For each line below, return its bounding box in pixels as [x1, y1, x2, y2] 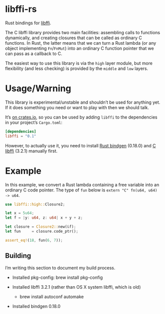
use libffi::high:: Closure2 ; [5, 202, 65, 207]
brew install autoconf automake [19, 294, 84, 300]
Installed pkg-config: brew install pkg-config [12, 274, 103, 280]
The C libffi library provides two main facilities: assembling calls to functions [5, 29, 161, 35]
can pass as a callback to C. [5, 51, 63, 57]
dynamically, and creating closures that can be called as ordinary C [5, 35, 142, 41]
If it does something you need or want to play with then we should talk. [5, 104, 149, 110]
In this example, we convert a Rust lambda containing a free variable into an [5, 182, 160, 188]
